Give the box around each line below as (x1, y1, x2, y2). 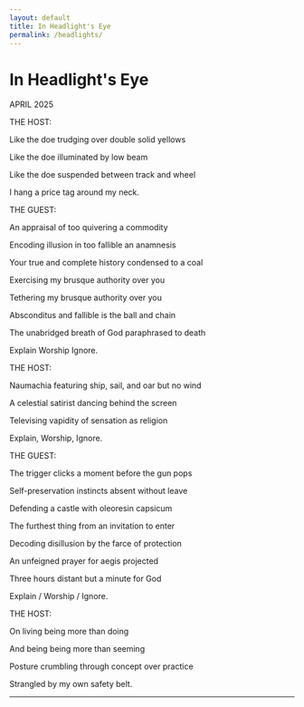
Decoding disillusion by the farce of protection (9, 538, 183, 549)
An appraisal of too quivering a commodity (9, 222, 169, 233)
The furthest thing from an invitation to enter (9, 520, 176, 531)
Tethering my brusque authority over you (9, 292, 163, 304)
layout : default (9, 13, 71, 23)
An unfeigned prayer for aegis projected (9, 556, 159, 567)
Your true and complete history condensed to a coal (9, 257, 204, 268)
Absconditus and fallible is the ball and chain (9, 310, 176, 321)
